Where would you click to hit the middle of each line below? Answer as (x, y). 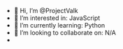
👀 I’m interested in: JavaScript (57, 18)
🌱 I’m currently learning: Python (59, 25)
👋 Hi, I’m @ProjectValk (46, 11)
